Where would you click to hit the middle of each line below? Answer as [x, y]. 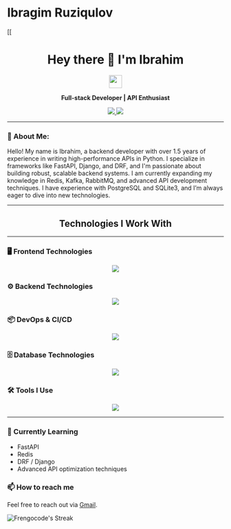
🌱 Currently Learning [43, 432]
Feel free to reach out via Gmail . [52, 505]
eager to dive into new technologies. [59, 195]
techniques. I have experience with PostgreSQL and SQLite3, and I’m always [115, 188]
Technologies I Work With [115, 223]
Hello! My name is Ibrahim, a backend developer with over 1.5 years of [107, 151]
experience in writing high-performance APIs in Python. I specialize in [106, 159]
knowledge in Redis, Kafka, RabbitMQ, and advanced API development [107, 181]
